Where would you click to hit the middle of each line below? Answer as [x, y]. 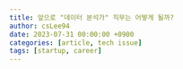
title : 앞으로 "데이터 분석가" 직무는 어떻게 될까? [92, 17]
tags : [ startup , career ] [56, 51]
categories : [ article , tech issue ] [76, 43]
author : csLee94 [39, 26]
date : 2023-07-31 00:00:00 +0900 [72, 34]
